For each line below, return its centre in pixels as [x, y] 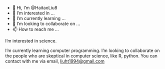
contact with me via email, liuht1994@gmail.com [55, 61]
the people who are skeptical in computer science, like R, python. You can [81, 56]
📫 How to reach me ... [35, 29]
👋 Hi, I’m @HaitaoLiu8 [35, 8]
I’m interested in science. [31, 41]
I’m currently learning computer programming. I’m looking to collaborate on [82, 50]
